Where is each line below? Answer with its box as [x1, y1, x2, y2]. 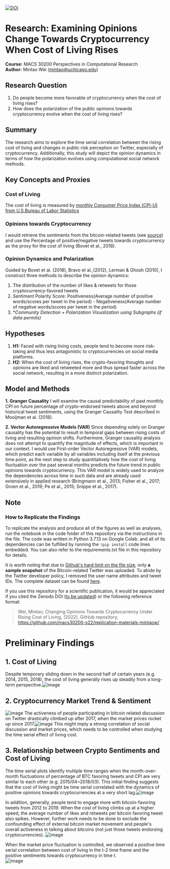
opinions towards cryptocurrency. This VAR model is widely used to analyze [5, 467, 164, 473]
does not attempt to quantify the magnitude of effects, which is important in [5, 440, 163, 446]
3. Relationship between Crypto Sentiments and [5, 746, 160, 755]
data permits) [12, 314, 42, 320]
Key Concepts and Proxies [5, 175, 90, 184]
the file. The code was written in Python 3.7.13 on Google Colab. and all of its [5, 536, 165, 542]
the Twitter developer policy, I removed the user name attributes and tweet [5, 573, 161, 579]
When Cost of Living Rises [5, 44, 119, 56]
